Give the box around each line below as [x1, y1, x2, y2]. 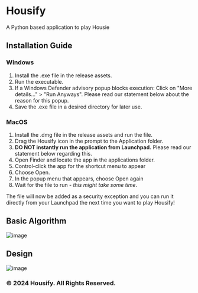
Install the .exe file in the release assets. [14, 72, 112, 79]
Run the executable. [14, 78, 64, 85]
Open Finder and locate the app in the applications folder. [14, 156, 155, 163]
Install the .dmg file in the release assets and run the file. [14, 131, 152, 138]
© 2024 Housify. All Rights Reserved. [6, 279, 116, 287]
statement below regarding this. [14, 150, 93, 157]
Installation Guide [6, 41, 73, 51]
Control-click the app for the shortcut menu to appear [14, 162, 146, 169]
